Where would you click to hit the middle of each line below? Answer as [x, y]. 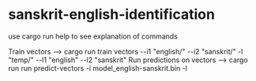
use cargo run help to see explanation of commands [93, 36]
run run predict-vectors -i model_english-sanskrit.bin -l [98, 68]
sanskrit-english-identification [112, 15]
